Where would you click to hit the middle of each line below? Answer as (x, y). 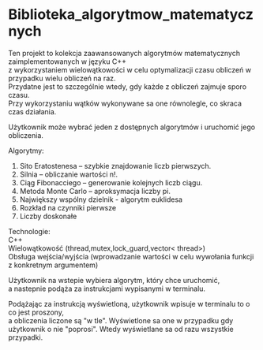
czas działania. (32, 111)
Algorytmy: (26, 151)
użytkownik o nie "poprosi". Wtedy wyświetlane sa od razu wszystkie (121, 329)
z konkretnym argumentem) (53, 265)
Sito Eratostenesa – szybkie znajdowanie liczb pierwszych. (115, 166)
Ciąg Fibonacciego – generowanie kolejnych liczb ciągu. (111, 182)
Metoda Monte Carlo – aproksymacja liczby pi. (95, 191)
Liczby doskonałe (48, 216)
